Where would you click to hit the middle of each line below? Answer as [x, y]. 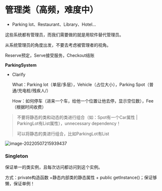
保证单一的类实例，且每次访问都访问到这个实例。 [54, 167]
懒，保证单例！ [20, 184]
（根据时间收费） [29, 107]
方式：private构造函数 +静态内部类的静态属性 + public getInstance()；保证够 [81, 177]
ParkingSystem [21, 65]
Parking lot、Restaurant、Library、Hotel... [54, 24]
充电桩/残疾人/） [34, 90]
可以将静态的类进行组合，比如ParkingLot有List [63, 134]
